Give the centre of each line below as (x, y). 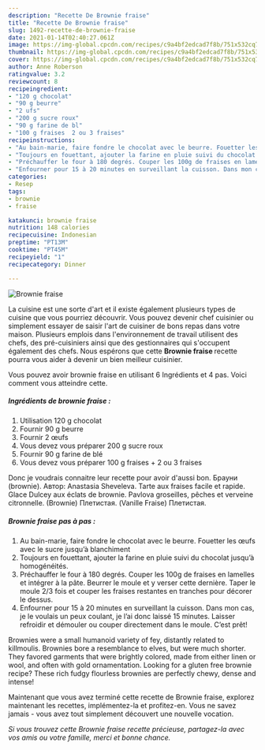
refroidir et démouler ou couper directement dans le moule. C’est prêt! (133, 625)
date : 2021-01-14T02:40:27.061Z (61, 37)
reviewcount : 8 (33, 81)
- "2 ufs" (24, 111)
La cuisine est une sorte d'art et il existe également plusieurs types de (122, 309)
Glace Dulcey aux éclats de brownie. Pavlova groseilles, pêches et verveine (131, 494)
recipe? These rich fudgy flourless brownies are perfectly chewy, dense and (132, 674)
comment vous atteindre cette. (58, 382)
